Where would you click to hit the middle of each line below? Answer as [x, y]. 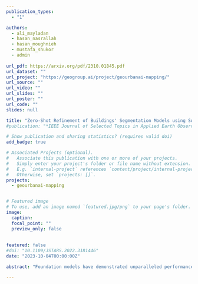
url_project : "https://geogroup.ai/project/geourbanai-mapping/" [88, 77]
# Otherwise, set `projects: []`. [51, 174]
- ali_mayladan [30, 33]
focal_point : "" [31, 223]
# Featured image [27, 202]
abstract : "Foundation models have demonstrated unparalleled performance [100, 267]
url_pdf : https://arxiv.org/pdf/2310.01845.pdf [66, 66]
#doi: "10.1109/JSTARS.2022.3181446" [52, 251]
